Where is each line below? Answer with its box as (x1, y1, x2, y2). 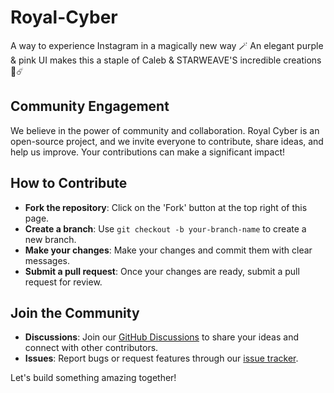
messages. (24, 254, 71, 266)
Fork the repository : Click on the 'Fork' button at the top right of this (24, 201, 308, 213)
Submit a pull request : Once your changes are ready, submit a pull (24, 265, 300, 277)
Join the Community (10, 304, 140, 321)
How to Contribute (10, 175, 128, 192)
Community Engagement (10, 98, 170, 115)
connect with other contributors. (24, 342, 159, 354)
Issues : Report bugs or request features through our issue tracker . (24, 352, 299, 365)
